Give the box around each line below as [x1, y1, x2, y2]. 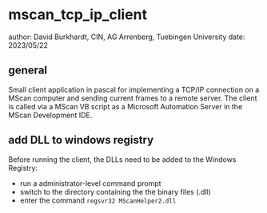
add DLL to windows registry [8, 133, 154, 147]
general [8, 64, 48, 77]
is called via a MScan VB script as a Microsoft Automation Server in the [8, 101, 243, 111]
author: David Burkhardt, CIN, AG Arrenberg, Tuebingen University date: [8, 32, 245, 41]
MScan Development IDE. [8, 110, 93, 120]
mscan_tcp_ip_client [8, 6, 148, 24]
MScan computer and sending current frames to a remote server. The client [8, 93, 257, 103]
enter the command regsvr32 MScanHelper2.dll [19, 195, 177, 205]
